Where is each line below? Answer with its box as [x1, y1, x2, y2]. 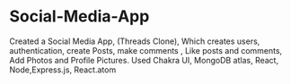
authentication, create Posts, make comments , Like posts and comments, [9, 45, 283, 55]
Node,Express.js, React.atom [9, 64, 117, 75]
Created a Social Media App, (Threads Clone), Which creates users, [9, 36, 260, 46]
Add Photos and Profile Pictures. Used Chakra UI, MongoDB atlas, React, [9, 55, 279, 65]
